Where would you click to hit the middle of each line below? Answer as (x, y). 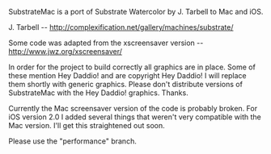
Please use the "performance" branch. (73, 141)
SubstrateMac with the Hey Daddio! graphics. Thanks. (98, 93)
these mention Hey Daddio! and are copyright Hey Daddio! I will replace (127, 75)
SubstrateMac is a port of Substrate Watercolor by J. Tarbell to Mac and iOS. (136, 12)
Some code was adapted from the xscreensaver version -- (106, 43)
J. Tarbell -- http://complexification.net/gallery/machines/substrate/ (121, 27)
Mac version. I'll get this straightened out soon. (87, 125)
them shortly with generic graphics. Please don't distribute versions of (125, 84)
